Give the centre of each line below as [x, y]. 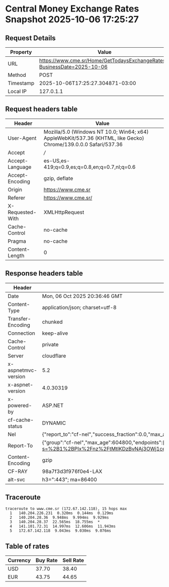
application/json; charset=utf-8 [79, 307]
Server [16, 356]
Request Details [31, 38]
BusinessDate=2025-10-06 [74, 67]
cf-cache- [21, 420]
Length [16, 255]
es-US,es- [57, 160]
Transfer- [19, 319]
